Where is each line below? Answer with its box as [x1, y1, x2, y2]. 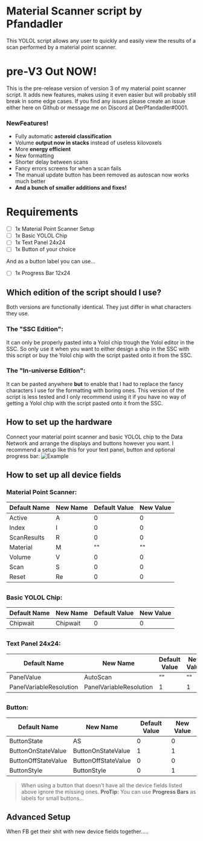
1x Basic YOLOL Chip [14, 232, 68, 239]
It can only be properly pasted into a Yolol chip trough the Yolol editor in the [6, 338, 195, 346]
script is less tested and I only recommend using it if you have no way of [6, 393, 186, 400]
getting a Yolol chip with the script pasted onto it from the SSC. [6, 399, 163, 407]
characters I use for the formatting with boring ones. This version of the [6, 387, 184, 394]
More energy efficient [14, 146, 71, 153]
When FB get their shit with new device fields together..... [6, 828, 149, 835]
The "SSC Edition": [6, 325, 63, 333]
